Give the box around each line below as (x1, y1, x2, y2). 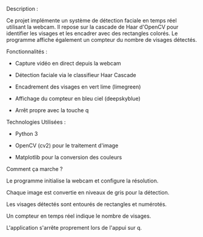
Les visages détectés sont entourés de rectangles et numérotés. (6, 201, 167, 208)
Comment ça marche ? (6, 165, 63, 172)
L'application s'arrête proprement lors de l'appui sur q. (6, 224, 142, 231)
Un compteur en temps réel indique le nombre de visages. (6, 212, 151, 219)
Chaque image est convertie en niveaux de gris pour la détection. (6, 189, 170, 196)
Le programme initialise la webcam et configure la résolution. (6, 177, 159, 184)
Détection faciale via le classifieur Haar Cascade (15, 72, 136, 78)
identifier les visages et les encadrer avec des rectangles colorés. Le (6, 30, 178, 37)
